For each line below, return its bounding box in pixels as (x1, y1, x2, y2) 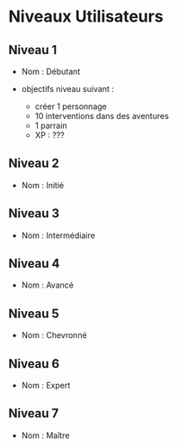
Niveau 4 (8, 256, 60, 271)
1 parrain (34, 120, 68, 131)
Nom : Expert (21, 380, 71, 391)
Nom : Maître (21, 430, 70, 441)
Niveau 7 (8, 406, 59, 421)
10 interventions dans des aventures (34, 111, 170, 121)
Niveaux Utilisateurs (8, 6, 164, 27)
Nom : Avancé (21, 279, 74, 290)
